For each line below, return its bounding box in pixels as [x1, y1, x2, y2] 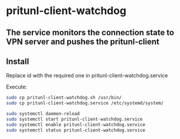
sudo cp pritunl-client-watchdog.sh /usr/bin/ [6, 95, 122, 101]
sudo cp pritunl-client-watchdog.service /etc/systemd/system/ [6, 100, 164, 106]
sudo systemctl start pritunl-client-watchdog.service [6, 116, 143, 123]
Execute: [6, 83, 28, 90]
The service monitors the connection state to [6, 28, 175, 38]
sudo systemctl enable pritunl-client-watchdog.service [6, 121, 145, 127]
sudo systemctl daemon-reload [6, 111, 80, 117]
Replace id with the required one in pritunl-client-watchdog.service [6, 72, 168, 79]
